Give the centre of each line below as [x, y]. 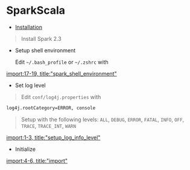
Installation [29, 27]
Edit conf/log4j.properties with [61, 97]
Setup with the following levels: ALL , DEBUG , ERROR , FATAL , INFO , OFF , [103, 119]
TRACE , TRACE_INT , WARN [49, 126]
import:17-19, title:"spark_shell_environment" [62, 73]
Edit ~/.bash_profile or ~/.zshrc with [62, 62]
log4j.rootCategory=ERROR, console [51, 108]
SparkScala [36, 11]
